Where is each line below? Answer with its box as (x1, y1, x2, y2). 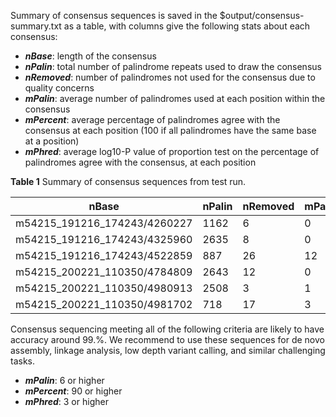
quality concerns (24, 82, 95, 94)
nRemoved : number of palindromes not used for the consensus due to (24, 71, 316, 83)
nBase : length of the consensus (24, 50, 157, 62)
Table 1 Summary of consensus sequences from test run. (10, 176, 247, 187)
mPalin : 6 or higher (24, 375, 105, 386)
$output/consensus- (219, 10, 305, 21)
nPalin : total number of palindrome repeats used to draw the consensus (24, 61, 322, 72)
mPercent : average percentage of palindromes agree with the (24, 114, 281, 125)
